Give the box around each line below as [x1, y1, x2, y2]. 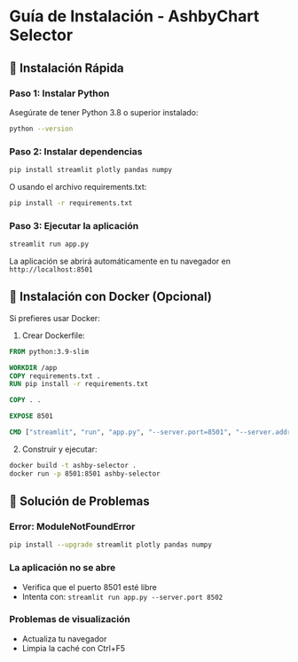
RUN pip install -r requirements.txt [9, 380, 149, 389]
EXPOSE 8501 [9, 412, 53, 421]
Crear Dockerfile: [21, 330, 86, 341]
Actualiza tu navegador [21, 633, 107, 644]
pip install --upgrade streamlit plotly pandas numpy [9, 540, 213, 549]
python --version [9, 124, 74, 133]
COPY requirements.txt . [9, 371, 101, 381]
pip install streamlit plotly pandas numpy [9, 166, 173, 175]
